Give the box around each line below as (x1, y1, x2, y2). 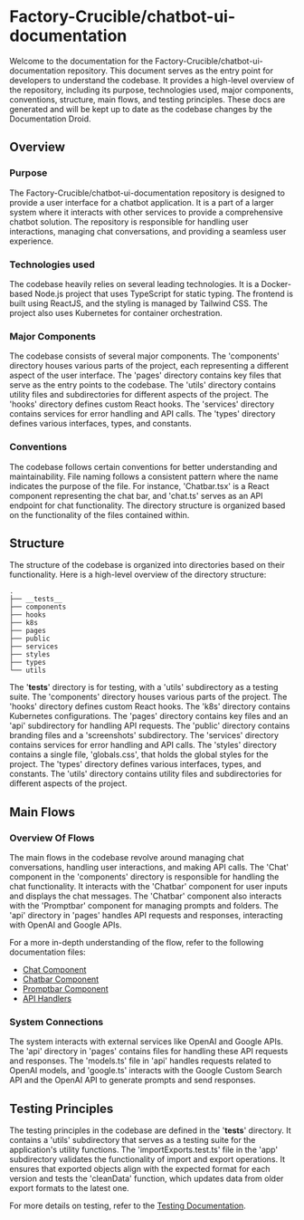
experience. (9, 235, 54, 246)
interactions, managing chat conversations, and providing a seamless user (9, 226, 287, 236)
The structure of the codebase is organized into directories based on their (9, 560, 285, 571)
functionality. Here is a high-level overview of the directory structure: (9, 569, 267, 581)
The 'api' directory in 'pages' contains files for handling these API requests (9, 1046, 289, 1057)
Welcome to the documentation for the (9, 55, 154, 66)
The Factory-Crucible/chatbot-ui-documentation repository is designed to (9, 187, 285, 198)
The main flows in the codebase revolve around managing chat (9, 852, 244, 863)
